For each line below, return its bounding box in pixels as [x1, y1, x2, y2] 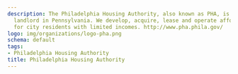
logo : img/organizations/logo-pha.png [7, 30, 122, 37]
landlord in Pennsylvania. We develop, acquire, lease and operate [13, 17, 217, 24]
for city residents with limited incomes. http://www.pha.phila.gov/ [13, 23, 223, 30]
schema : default [7, 37, 55, 44]
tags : [7, 43, 23, 50]
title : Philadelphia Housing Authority [7, 56, 125, 63]
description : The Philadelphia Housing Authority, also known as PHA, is [7, 10, 230, 18]
